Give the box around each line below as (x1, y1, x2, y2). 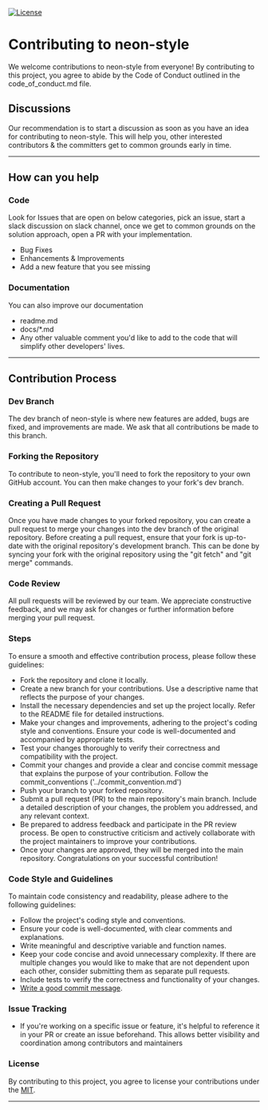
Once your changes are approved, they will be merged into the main (19, 845, 243, 854)
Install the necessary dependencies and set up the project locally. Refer (19, 700, 256, 710)
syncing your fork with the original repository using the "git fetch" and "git (8, 549, 252, 559)
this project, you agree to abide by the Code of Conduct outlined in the (8, 70, 241, 80)
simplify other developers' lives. (19, 341, 125, 351)
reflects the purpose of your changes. (19, 692, 145, 702)
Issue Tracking (8, 1003, 67, 1014)
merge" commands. (8, 558, 73, 568)
